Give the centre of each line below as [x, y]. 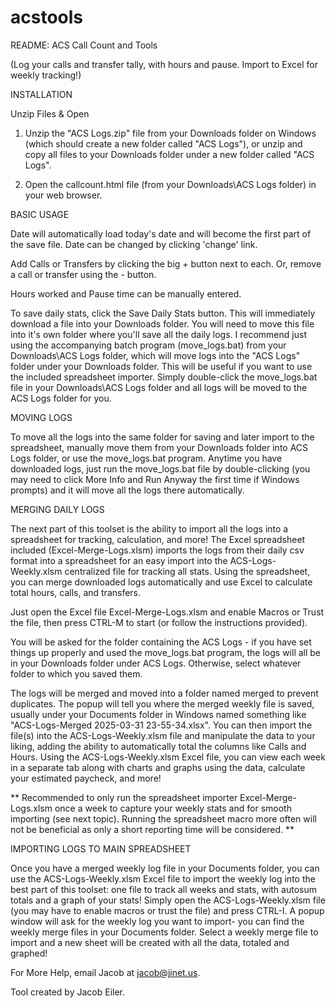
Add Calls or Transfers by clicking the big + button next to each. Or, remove [166, 263]
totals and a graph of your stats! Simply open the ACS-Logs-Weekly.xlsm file [168, 900]
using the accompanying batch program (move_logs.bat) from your [148, 345]
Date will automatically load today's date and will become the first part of [161, 233]
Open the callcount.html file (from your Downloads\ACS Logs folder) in [170, 184]
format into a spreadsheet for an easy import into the [119, 560]
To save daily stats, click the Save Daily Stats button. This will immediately [163, 313]
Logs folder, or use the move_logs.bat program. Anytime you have [146, 458]
